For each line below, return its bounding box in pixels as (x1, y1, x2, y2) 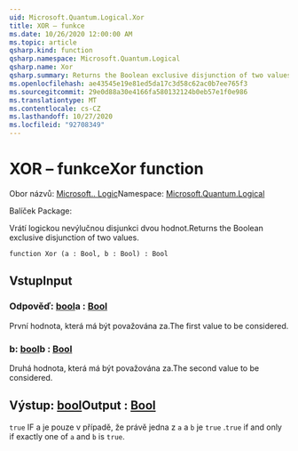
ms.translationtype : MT (9, 95, 98, 105)
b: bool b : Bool (9, 342, 73, 355)
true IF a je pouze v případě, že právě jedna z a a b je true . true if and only (9, 422, 282, 432)
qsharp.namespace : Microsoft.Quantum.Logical (9, 54, 180, 63)
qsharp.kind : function (9, 46, 93, 55)
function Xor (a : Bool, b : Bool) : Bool (9, 249, 169, 258)
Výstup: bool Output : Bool (9, 398, 157, 414)
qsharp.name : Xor (9, 63, 74, 72)
